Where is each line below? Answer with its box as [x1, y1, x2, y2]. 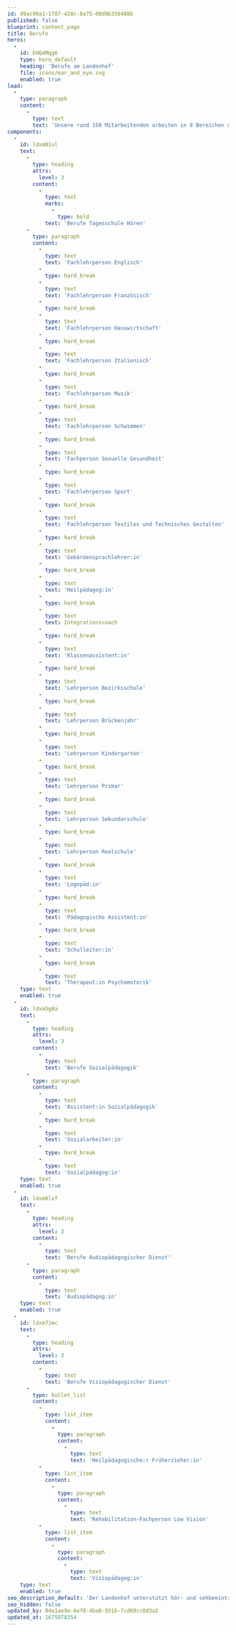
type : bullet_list [32, 1391, 86, 1398]
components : [7, 128, 42, 135]
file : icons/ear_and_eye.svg [20, 69, 105, 76]
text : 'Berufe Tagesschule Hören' [44, 220, 146, 227]
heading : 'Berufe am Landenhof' [20, 63, 114, 70]
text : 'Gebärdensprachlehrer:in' [44, 553, 143, 560]
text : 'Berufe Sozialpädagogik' [44, 1064, 140, 1071]
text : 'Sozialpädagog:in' [44, 1169, 121, 1176]
